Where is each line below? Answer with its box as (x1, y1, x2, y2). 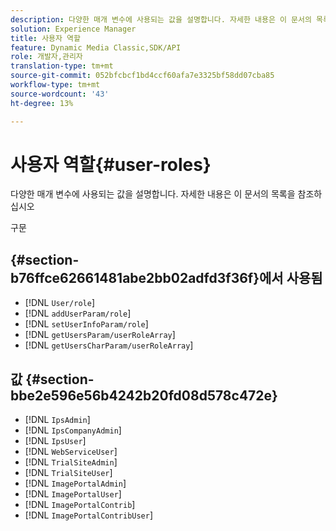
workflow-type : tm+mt (10, 80, 101, 90)
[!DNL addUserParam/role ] (24, 307, 132, 320)
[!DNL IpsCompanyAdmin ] (24, 424, 122, 436)
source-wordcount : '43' (10, 89, 110, 99)
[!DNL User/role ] (24, 297, 95, 309)
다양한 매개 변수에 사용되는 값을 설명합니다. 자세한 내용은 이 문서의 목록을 (10, 188, 296, 200)
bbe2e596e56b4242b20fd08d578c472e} (10, 387, 278, 404)
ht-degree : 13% (10, 98, 74, 108)
